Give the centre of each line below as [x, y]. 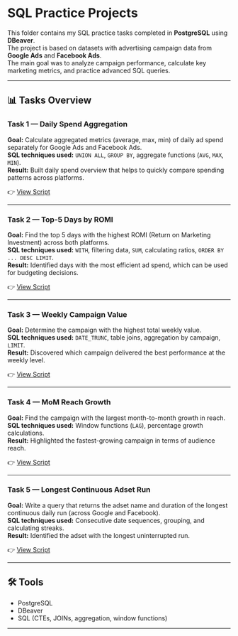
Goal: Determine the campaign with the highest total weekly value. [104, 330]
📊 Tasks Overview [50, 101]
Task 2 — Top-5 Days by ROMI [60, 220]
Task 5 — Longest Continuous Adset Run [79, 490]
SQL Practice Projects [73, 13]
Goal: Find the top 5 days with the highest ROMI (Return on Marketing [109, 235]
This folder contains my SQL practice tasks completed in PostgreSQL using [118, 33]
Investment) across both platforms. [58, 242]
